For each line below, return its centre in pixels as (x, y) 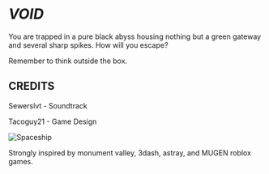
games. (21, 161)
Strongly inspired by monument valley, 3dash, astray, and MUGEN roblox (130, 153)
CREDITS (32, 86)
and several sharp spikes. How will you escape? (88, 45)
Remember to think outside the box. (68, 61)
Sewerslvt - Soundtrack (48, 105)
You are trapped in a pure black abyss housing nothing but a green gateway (135, 36)
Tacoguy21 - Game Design (53, 121)
